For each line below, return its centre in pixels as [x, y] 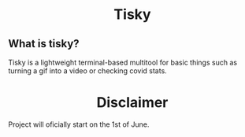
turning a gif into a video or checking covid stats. [87, 71]
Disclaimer [132, 103]
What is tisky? [44, 44]
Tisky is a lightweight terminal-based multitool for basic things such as [123, 62]
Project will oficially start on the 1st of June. [79, 124]
